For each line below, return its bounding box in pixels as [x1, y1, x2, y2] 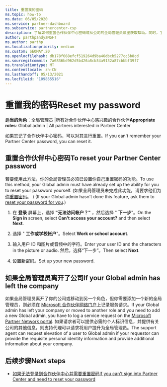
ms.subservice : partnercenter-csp [5, 26, 77, 31]
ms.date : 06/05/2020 [5, 16, 48, 21]
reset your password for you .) [5, 199, 66, 205]
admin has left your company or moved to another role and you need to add [5, 308, 160, 313]
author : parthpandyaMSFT [5, 35, 57, 40]
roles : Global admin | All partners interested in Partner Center [5, 122, 131, 128]
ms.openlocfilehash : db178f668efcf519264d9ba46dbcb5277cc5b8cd [5, 53, 139, 59]
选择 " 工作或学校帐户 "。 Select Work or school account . [12, 231, 129, 236]
